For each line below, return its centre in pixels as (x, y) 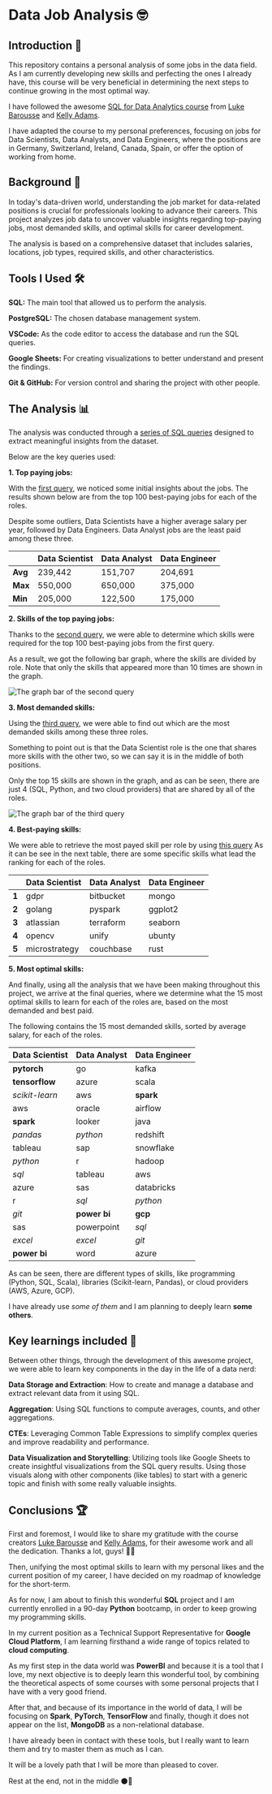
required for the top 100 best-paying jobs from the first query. (112, 643)
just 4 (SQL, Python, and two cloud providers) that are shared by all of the (132, 789)
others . (21, 1315)
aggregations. (32, 1418)
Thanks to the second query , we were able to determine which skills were (132, 634)
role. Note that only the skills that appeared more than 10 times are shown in (136, 668)
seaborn (164, 923)
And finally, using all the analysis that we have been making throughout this (134, 985)
